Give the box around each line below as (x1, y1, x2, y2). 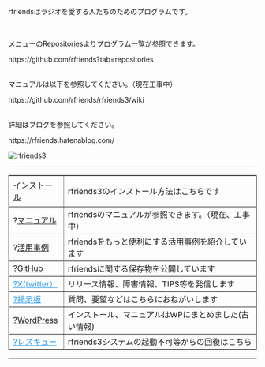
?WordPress (13, 315, 58, 325)
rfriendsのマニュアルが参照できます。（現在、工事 (67, 209, 251, 219)
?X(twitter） (13, 279, 58, 290)
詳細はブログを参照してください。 (8, 120, 119, 129)
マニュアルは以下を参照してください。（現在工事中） (8, 80, 177, 88)
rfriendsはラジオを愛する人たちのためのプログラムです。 (8, 7, 192, 16)
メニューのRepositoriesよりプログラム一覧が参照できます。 (8, 39, 200, 48)
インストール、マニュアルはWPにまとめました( (67, 309, 242, 320)
